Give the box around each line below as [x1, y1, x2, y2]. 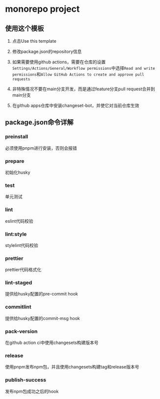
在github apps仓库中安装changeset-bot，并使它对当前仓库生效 [12, 103, 139, 108]
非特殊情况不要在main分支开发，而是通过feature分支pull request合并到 [12, 86, 156, 92]
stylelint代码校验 [5, 242, 38, 248]
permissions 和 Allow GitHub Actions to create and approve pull [12, 71, 145, 77]
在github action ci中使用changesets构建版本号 [5, 340, 99, 346]
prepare [5, 158, 25, 164]
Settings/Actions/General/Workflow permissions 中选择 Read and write [12, 65, 156, 71]
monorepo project [5, 3, 80, 15]
